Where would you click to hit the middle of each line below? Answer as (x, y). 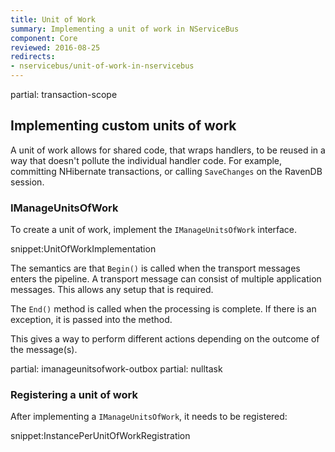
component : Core (44, 38)
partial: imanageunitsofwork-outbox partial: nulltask (116, 369)
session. (27, 182)
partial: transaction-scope (64, 94)
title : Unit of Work (53, 19)
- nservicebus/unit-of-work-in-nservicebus (102, 66)
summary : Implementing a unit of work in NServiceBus (125, 29)
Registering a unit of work (74, 395)
